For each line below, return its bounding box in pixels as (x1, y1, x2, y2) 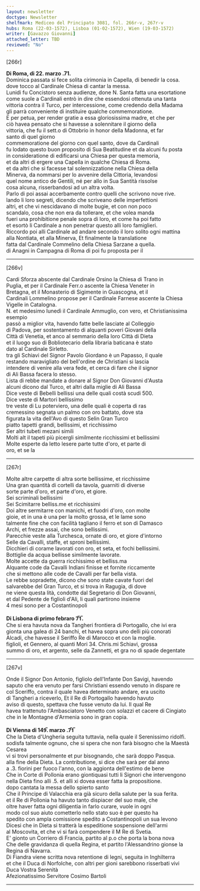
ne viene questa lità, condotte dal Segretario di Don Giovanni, (6, 589, 157, 596)
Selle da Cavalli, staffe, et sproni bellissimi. (6, 538, 111, 546)
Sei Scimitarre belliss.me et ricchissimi (6, 500, 101, 507)
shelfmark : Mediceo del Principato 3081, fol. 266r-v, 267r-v (6, 20, 164, 26)
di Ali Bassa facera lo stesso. (6, 370, 77, 378)
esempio (6, 313, 28, 320)
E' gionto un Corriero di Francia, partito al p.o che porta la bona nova (6, 834, 174, 842)
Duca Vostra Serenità (6, 866, 58, 873)
